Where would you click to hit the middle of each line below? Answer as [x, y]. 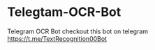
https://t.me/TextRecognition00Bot [57, 38]
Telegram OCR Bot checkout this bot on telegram [78, 31]
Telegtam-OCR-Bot [64, 12]
